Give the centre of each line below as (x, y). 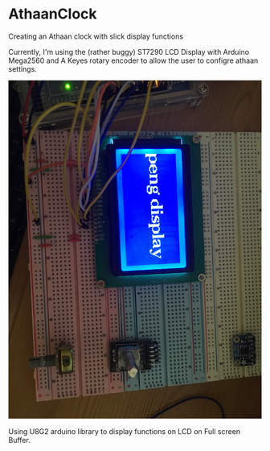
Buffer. (19, 440)
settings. (23, 68)
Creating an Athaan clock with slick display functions (96, 36)
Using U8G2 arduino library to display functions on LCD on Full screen (125, 431)
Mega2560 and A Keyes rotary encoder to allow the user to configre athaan (133, 60)
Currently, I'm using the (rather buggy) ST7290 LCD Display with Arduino (129, 52)
